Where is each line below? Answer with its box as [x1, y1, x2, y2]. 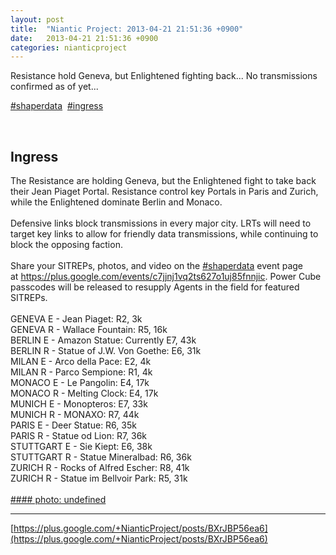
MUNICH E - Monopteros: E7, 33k [10, 398, 148, 410]
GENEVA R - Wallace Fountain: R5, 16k [10, 324, 168, 336]
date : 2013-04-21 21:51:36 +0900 [10, 33, 159, 43]
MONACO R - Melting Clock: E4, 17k [10, 387, 159, 400]
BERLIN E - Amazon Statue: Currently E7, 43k [10, 334, 197, 346]
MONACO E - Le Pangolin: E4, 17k [10, 377, 150, 389]
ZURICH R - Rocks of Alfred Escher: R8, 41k [10, 462, 190, 474]
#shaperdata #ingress [10, 100, 104, 112]
